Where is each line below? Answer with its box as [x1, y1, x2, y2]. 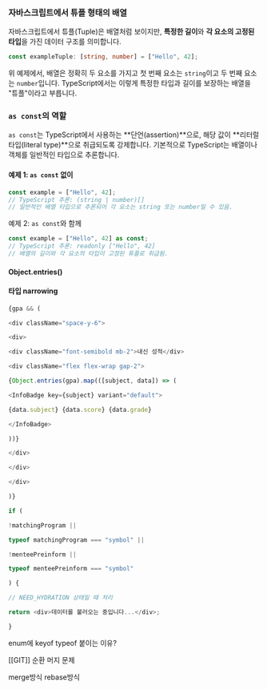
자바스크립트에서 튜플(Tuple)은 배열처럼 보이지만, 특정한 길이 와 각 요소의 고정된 [8, 26, 255, 37]
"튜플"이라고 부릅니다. [8, 88, 78, 98]
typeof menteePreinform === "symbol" [8, 565, 134, 573]
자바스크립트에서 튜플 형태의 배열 [8, 6, 128, 18]
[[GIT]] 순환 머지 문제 [8, 655, 75, 664]
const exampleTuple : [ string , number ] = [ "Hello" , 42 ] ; [8, 53, 198, 61]
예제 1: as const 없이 [8, 170, 74, 180]
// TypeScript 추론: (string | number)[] [8, 196, 145, 204]
